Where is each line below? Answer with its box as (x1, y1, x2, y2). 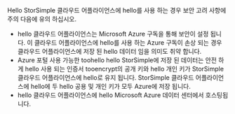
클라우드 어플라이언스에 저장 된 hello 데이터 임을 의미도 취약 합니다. (17, 48, 202, 55)
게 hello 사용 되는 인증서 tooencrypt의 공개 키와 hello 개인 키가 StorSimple (17, 65, 224, 73)
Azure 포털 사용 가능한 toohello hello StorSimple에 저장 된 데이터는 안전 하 (17, 56, 224, 64)
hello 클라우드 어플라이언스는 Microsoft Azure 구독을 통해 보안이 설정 (17, 30, 209, 38)
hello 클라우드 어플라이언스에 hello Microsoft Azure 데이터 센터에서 (17, 91, 204, 99)
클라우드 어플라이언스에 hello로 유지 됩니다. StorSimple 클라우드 (17, 73, 194, 82)
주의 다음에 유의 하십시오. (7, 15, 77, 23)
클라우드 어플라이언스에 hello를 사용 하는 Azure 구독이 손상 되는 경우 (34, 38, 222, 47)
